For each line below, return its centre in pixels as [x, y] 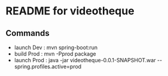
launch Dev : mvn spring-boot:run [56, 47]
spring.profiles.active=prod [48, 66]
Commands [28, 33]
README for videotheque [70, 11]
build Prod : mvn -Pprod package [55, 54]
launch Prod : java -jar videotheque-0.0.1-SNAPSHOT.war [85, 60]
